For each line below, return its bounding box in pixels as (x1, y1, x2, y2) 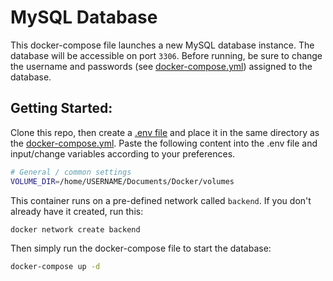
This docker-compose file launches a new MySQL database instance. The (10, 39, 315, 51)
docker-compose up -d (10, 262, 101, 272)
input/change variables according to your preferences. (10, 147, 236, 160)
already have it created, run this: (10, 205, 144, 217)
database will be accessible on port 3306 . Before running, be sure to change (10, 49, 323, 61)
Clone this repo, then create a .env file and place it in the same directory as (10, 126, 320, 138)
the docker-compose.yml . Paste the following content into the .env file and (10, 137, 318, 149)
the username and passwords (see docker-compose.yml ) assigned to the (10, 60, 313, 72)
